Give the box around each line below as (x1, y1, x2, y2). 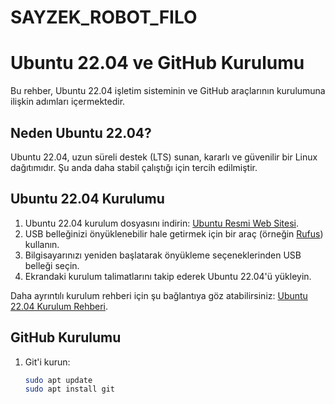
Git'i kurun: (24, 356, 71, 368)
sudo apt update (24, 375, 93, 385)
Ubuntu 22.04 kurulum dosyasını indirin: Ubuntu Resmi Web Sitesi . (24, 217, 300, 229)
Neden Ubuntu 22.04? (10, 124, 152, 141)
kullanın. (24, 238, 60, 250)
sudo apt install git (24, 384, 115, 395)
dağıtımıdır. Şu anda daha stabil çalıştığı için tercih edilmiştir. (10, 161, 258, 173)
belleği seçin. (24, 259, 80, 271)
